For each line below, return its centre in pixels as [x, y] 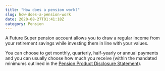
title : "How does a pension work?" [43, 10]
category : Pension [24, 24]
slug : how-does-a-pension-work [38, 14]
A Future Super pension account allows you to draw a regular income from [82, 38]
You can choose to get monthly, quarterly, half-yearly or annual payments [82, 53]
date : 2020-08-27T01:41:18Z [35, 19]
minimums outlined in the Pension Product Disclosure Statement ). [73, 63]
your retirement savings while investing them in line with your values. [77, 43]
